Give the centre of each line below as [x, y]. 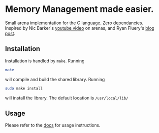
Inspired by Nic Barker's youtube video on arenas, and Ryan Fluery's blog [80, 28]
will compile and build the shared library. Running [55, 79]
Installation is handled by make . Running [45, 61]
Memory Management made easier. [79, 9]
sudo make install [24, 88]
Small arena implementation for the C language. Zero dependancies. [74, 23]
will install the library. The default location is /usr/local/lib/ [67, 98]
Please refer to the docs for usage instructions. [53, 125]
